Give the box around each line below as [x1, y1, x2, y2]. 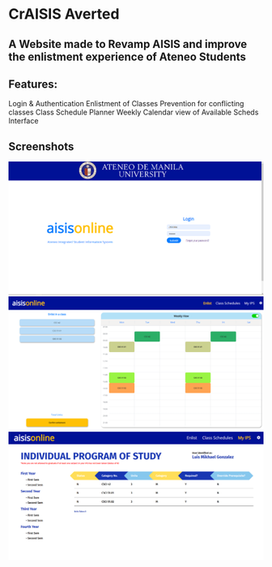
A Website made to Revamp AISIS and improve [8, 37, 248, 51]
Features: [8, 77, 58, 91]
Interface [8, 116, 39, 126]
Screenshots [8, 140, 74, 153]
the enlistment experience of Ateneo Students [8, 49, 247, 63]
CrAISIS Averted [8, 5, 120, 24]
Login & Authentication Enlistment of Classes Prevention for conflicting [8, 99, 244, 109]
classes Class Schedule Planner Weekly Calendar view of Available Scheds [8, 107, 259, 118]
